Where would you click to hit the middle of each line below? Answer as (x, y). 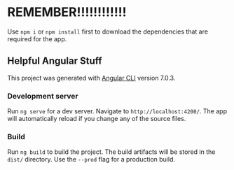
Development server (43, 96)
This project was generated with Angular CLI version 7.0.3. (91, 78)
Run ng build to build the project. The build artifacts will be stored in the (111, 152)
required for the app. (37, 38)
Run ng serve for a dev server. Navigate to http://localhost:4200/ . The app (117, 111)
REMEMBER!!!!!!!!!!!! (67, 12)
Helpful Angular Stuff (55, 61)
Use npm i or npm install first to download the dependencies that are (108, 31)
